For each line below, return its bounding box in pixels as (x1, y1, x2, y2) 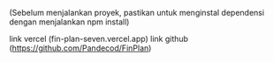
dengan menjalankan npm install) (9, 17, 130, 27)
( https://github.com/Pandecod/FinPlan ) (9, 43, 152, 53)
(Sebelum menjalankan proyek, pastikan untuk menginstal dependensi (9, 8, 265, 17)
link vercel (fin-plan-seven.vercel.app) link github (9, 34, 188, 44)
